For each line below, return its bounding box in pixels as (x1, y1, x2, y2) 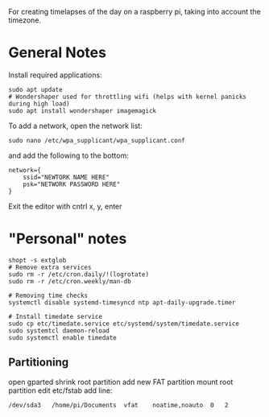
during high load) (8, 100, 70, 108)
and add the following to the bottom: (8, 151, 129, 160)
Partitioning (8, 356, 69, 370)
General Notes (8, 43, 107, 62)
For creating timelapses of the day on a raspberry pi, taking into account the (8, 7, 261, 16)
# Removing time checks (8, 291, 89, 299)
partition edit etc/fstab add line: (8, 386, 113, 395)
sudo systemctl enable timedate (8, 333, 117, 341)
